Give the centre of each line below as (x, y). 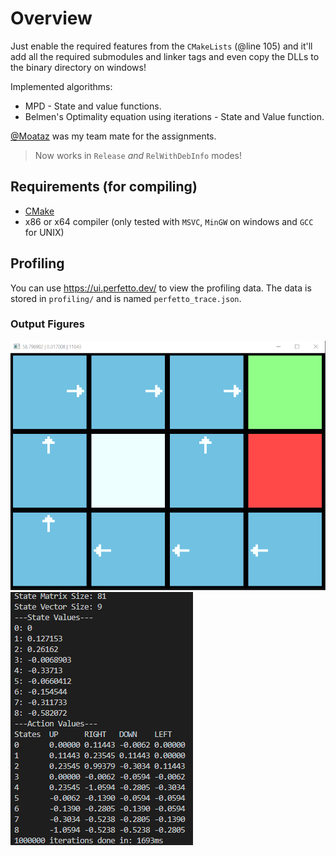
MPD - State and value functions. (93, 106)
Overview (51, 18)
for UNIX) (44, 232)
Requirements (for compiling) (104, 187)
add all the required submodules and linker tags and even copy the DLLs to (165, 56)
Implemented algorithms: (61, 86)
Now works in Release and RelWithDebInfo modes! (138, 155)
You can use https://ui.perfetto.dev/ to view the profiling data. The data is (161, 288)
